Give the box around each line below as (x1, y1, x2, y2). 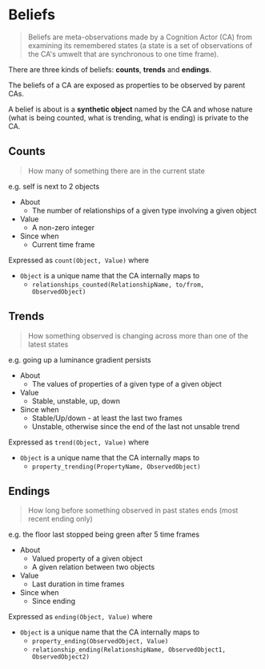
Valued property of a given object (31, 553, 143, 563)
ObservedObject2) (31, 653, 90, 661)
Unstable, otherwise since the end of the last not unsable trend (31, 421, 240, 431)
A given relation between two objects (31, 562, 155, 572)
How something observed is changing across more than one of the (27, 330, 249, 340)
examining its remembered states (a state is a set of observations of (27, 40, 253, 50)
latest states (27, 339, 69, 349)
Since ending (31, 596, 76, 606)
